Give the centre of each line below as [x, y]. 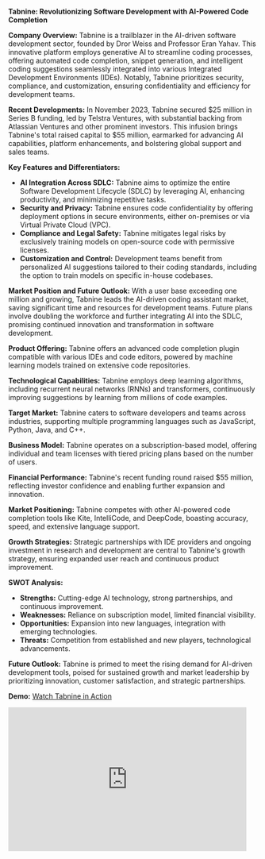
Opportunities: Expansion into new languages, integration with [123, 623]
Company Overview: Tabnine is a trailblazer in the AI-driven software [122, 35]
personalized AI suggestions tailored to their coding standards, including [138, 267]
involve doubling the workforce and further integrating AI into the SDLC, [126, 316]
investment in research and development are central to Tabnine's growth [127, 550]
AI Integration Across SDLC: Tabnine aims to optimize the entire [125, 183]
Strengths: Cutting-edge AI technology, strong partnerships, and [126, 598]
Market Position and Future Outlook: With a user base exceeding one [123, 291]
